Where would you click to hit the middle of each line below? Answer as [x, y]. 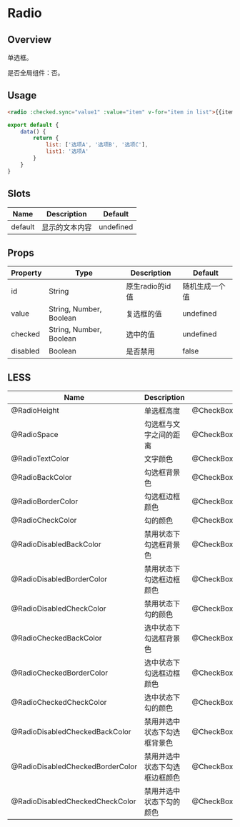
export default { [33, 125]
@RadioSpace [35, 435]
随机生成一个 [204, 286]
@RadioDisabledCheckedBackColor [71, 732]
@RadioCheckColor [44, 521]
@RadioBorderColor [45, 501]
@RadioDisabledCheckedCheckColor [74, 801]
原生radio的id [149, 286]
